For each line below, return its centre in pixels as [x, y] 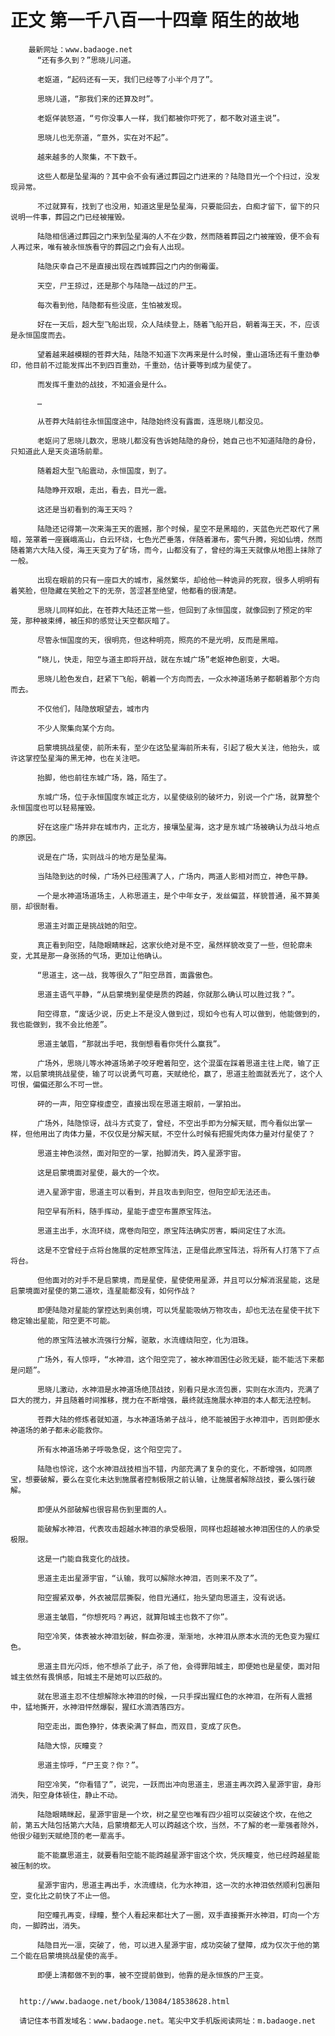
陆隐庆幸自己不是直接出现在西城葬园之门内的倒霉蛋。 [130, 266]
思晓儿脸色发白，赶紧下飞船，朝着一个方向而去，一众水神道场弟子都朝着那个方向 [178, 679]
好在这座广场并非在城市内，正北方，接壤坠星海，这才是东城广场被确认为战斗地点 [178, 827]
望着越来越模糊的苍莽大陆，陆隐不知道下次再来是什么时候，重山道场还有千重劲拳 [178, 354]
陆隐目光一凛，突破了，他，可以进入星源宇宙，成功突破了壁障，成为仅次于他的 [174, 1945]
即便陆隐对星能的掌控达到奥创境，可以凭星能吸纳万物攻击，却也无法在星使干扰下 [178, 1310]
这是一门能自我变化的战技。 [85, 1559]
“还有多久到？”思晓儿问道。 [86, 60]
